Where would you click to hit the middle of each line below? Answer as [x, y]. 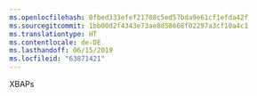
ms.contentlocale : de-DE [55, 42]
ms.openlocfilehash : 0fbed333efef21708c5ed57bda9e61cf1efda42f [129, 17]
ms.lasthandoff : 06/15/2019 [61, 51]
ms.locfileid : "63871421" [57, 59]
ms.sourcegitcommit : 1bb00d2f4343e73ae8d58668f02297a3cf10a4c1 [129, 26]
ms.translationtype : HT [53, 34]
